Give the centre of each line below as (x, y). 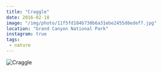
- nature (20, 46)
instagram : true (26, 34)
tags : (13, 40)
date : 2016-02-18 (28, 17)
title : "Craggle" (28, 12)
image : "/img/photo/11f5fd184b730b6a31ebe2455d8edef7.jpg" (82, 23)
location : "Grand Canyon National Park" (58, 28)
